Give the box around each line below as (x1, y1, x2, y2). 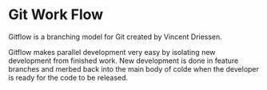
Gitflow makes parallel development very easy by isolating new (8, 47, 216, 57)
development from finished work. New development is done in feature (8, 56, 239, 65)
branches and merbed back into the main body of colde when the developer (8, 64, 260, 73)
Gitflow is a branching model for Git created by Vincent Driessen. (8, 32, 222, 41)
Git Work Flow (8, 6, 104, 24)
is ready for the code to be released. (8, 72, 129, 82)
